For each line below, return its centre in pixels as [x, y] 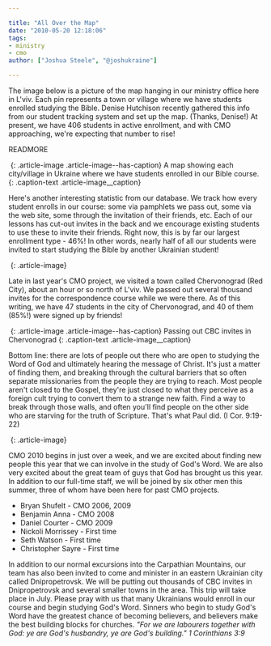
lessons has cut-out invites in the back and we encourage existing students [134, 224]
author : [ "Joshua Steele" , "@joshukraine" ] [83, 61]
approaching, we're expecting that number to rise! [92, 134]
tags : [17, 38]
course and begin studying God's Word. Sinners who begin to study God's [132, 607]
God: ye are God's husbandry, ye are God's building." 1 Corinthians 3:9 [127, 633]
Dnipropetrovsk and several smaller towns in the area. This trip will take [127, 590]
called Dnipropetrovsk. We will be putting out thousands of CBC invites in [130, 581]
